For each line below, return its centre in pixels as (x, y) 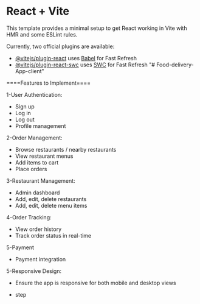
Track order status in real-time (53, 235)
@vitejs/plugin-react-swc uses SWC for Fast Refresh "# (85, 65)
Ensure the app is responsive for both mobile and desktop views (95, 283)
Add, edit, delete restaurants (51, 199)
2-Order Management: (34, 138)
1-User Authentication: (34, 94)
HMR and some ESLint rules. (42, 34)
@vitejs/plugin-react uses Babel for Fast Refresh (76, 58)
